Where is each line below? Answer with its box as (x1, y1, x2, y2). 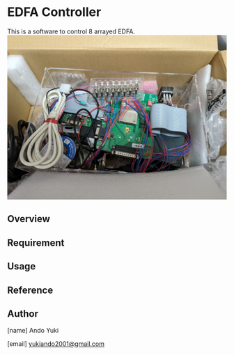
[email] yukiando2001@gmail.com (7, 340, 104, 348)
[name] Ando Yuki (7, 326, 59, 335)
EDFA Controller (7, 4, 102, 20)
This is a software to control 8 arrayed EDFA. (7, 27, 136, 35)
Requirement (7, 237, 65, 248)
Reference (7, 284, 54, 296)
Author (7, 308, 38, 319)
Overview (7, 213, 51, 225)
